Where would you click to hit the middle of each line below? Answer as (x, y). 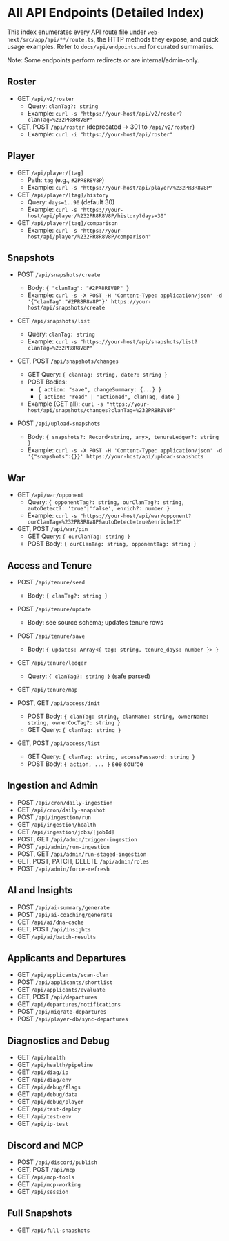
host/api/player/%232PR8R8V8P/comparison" (89, 237)
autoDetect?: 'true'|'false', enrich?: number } (99, 509)
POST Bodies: (47, 382)
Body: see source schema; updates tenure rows (96, 622)
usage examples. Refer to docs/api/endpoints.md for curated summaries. (110, 46)
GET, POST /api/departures (57, 997)
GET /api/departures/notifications (69, 1004)
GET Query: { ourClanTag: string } (79, 536)
